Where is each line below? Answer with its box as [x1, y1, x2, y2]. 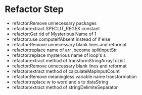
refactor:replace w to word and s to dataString [12, 79, 109, 85]
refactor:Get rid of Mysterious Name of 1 [12, 31, 97, 37]
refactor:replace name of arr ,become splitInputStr [12, 47, 117, 53]
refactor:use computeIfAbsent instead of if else [12, 36, 111, 42]
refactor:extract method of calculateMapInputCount [12, 68, 120, 74]
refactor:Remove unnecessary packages [12, 20, 97, 26]
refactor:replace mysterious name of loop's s [12, 52, 106, 58]
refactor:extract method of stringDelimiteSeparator [12, 84, 118, 90]
